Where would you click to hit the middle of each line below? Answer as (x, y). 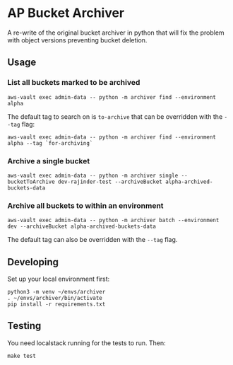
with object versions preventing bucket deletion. (77, 40)
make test (22, 356)
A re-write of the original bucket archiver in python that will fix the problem (116, 33)
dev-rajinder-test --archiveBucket (110, 182)
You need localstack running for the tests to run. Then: (86, 343)
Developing (33, 262)
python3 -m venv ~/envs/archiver (56, 292)
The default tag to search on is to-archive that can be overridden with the (115, 116)
